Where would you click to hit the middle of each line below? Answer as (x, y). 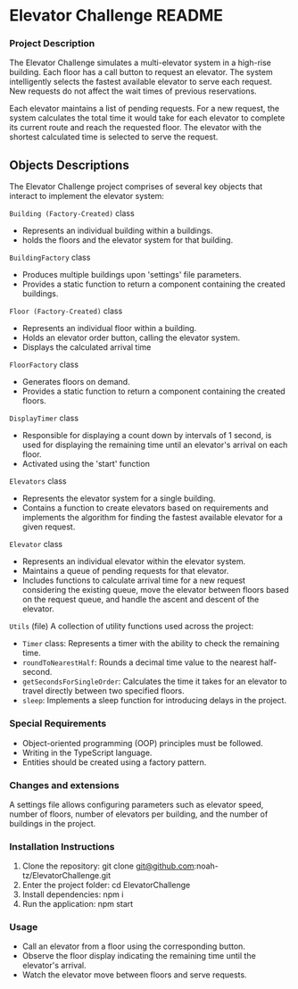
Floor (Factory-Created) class (66, 311)
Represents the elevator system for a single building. (119, 499)
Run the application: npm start (78, 904)
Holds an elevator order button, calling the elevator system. (131, 338)
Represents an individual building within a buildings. (117, 231)
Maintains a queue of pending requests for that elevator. (125, 571)
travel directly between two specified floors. (103, 691)
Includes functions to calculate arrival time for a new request (133, 580)
